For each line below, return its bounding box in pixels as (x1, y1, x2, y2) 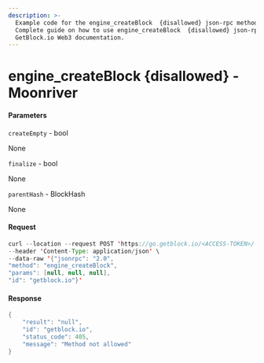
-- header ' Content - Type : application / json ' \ (8, 247, 159, 255)
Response (8, 293, 42, 303)
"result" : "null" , (22, 318, 82, 327)
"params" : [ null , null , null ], (8, 269, 111, 277)
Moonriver (8, 84, 79, 102)
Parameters (8, 111, 47, 120)
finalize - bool (8, 158, 58, 168)
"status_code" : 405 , (22, 332, 90, 341)
